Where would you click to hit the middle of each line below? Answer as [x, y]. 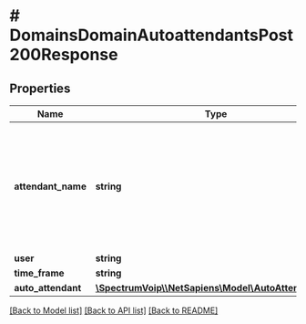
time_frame [40, 273]
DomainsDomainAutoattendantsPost [152, 35]
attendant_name [50, 186]
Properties [40, 88]
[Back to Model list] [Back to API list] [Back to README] [114, 310]
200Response [64, 55]
